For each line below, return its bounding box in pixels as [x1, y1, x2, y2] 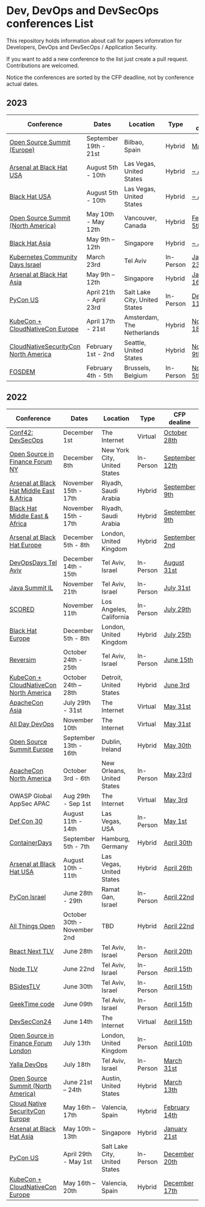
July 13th [63, 1039, 91, 1047]
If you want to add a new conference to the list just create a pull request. [6, 55, 189, 62]
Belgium [124, 371, 148, 379]
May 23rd [164, 770, 192, 779]
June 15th [164, 656, 193, 664]
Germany [101, 842, 128, 851]
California [101, 613, 129, 621]
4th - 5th [86, 371, 113, 379]
